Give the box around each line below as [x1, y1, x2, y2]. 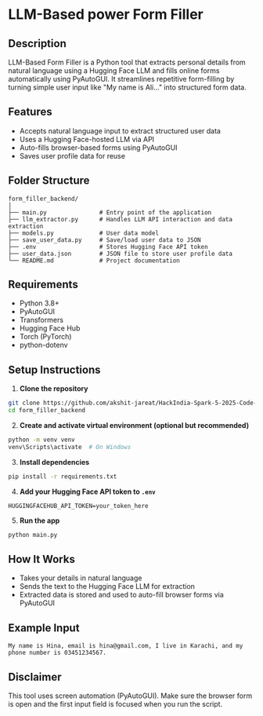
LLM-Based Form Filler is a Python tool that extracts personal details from [8, 57, 247, 67]
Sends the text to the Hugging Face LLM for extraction [19, 582, 196, 591]
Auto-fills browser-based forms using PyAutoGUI [19, 143, 178, 152]
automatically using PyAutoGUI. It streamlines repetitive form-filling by [8, 75, 235, 83]
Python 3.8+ [19, 298, 60, 308]
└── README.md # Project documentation [8, 257, 180, 265]
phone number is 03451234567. [8, 649, 107, 657]
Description [8, 37, 67, 50]
